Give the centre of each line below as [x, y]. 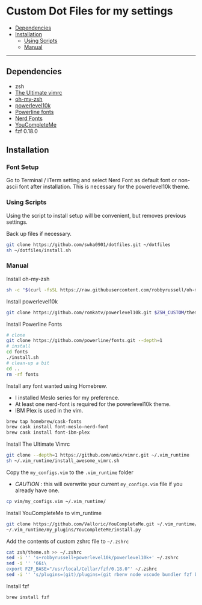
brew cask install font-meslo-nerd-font [58, 427]
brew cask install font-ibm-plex [48, 432]
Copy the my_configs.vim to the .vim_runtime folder [70, 472]
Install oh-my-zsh [28, 279]
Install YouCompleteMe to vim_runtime [54, 513]
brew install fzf [28, 597]
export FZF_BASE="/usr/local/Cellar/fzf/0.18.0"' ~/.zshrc [82, 569]
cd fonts [17, 352]
